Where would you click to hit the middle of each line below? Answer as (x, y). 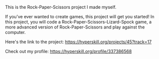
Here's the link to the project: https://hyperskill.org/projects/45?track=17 (78, 42)
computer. (16, 32)
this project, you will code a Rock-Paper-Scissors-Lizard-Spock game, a (78, 22)
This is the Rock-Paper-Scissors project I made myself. (61, 7)
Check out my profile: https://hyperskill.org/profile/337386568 (68, 51)
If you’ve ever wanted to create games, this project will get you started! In (80, 16)
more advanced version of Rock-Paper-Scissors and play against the (75, 27)
